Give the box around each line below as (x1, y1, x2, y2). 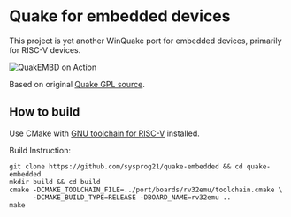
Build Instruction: (9, 145, 71, 155)
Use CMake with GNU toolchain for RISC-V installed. (9, 128, 201, 138)
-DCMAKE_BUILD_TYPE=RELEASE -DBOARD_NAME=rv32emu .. (32, 192, 232, 202)
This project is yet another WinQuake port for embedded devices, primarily (9, 35, 282, 46)
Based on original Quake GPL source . (9, 79, 146, 89)
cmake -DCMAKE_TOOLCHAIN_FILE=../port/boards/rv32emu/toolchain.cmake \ (9, 185, 283, 194)
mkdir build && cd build (9, 177, 101, 186)
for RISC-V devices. (9, 44, 81, 55)
